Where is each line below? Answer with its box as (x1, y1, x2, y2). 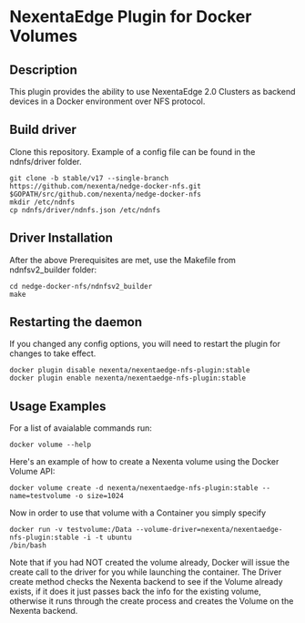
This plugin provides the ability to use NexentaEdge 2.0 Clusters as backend (9, 87, 296, 97)
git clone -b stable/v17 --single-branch (9, 173, 169, 183)
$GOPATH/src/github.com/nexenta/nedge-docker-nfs (9, 189, 202, 199)
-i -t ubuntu (82, 533, 132, 543)
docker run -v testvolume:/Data (9, 526, 132, 535)
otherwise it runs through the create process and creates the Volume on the (9, 596, 294, 607)
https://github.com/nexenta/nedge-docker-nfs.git (9, 181, 202, 190)
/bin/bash (9, 541, 47, 550)
